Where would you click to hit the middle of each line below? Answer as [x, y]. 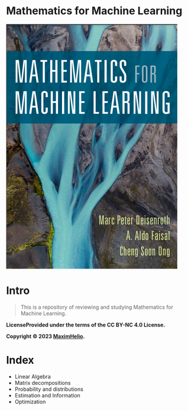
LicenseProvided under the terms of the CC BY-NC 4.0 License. [86, 325]
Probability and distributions [49, 389]
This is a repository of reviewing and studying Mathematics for [97, 307]
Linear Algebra [33, 376]
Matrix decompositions [43, 383]
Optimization [30, 402]
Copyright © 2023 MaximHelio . [46, 336]
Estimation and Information [48, 395]
